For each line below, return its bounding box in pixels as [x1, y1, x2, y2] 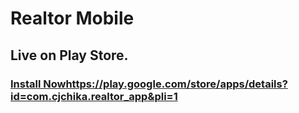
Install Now [10, 77, 67, 91]
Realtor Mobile [10, 7, 135, 30]
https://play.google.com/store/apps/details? [65, 77, 288, 91]
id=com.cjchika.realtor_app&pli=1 [10, 89, 178, 103]
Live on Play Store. [10, 47, 129, 64]
